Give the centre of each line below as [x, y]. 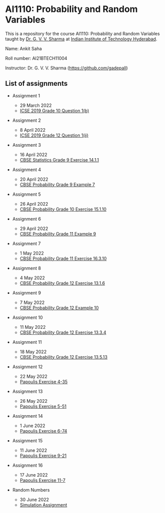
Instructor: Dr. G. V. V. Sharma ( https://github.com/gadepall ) [67, 68]
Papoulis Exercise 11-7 [43, 480]
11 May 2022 [33, 327]
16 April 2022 [33, 154]
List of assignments [36, 84]
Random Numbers [31, 490]
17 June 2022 [34, 475]
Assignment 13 [28, 391]
